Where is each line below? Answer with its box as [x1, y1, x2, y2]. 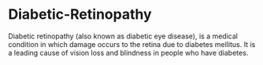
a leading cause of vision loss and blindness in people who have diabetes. [8, 48, 249, 57]
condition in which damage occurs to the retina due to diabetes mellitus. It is [8, 39, 256, 49]
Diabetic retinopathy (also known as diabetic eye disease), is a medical [8, 31, 239, 41]
